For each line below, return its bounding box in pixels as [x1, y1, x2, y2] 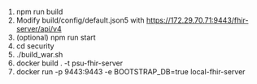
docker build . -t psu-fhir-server [15, 58, 124, 68]
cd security [15, 41, 54, 51]
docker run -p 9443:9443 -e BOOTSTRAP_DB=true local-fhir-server [15, 67, 246, 76]
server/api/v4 [15, 24, 63, 33]
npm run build [15, 7, 63, 16]
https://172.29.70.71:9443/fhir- [146, 15, 249, 25]
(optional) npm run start [15, 32, 96, 42]
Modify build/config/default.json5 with [15, 15, 145, 25]
